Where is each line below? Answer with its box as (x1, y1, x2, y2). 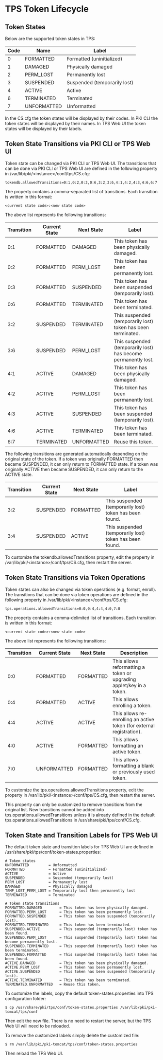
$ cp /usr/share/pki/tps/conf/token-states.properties (5, 1005, 118, 1010)
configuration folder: (5, 996, 46, 1002)
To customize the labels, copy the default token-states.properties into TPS (5, 990, 154, 996)
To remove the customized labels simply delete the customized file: (5, 1033, 140, 1039)
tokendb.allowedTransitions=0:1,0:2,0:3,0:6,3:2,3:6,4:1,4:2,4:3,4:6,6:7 (5, 180, 158, 185)
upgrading (112, 676, 136, 682)
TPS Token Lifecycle (5, 3, 89, 15)
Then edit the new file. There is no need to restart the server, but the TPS (5, 1018, 151, 1024)
